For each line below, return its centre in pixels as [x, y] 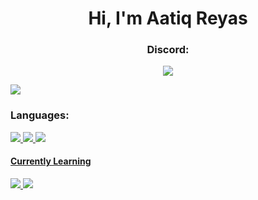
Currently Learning [51, 161]
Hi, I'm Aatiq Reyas [168, 18]
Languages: [40, 115]
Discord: [168, 50]
